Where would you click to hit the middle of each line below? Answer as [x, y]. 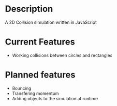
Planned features [40, 75]
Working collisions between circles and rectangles [62, 55]
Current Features [40, 42]
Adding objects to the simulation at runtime [55, 98]
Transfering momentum [35, 93]
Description [29, 9]
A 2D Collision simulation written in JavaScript [51, 22]
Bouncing [22, 88]
